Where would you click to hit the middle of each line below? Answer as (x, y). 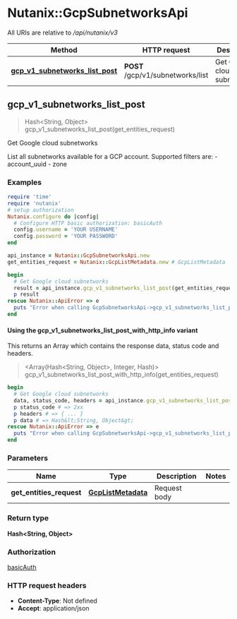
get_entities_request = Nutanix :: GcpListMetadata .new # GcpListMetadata (116, 262)
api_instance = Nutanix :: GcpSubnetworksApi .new (79, 256)
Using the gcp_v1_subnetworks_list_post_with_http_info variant (103, 330)
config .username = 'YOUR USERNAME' (66, 230)
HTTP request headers (47, 585)
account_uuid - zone (37, 164)
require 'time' (30, 197)
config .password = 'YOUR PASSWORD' (66, 236)
